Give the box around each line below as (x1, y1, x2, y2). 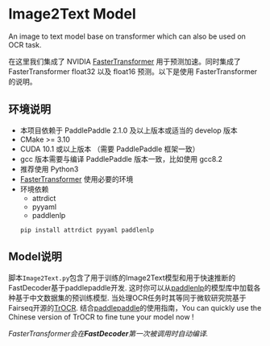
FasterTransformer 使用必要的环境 (19, 174, 134, 183)
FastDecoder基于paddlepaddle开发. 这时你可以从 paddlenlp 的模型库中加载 (8, 282, 254, 292)
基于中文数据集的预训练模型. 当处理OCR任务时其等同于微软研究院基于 (15, 293, 247, 303)
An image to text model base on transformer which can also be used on (8, 31, 246, 41)
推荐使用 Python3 (19, 164, 79, 174)
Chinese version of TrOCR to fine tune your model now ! (8, 311, 195, 322)
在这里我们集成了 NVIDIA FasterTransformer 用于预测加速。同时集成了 (8, 56, 241, 66)
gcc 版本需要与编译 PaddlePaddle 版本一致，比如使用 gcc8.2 (19, 154, 223, 163)
